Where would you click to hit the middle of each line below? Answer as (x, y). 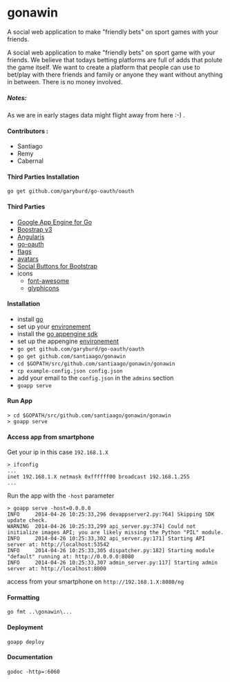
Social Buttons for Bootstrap (57, 266)
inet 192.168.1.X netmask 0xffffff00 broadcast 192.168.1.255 (98, 477)
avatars (28, 259)
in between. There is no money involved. (65, 81)
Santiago (30, 146)
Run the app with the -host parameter (61, 496)
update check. (28, 520)
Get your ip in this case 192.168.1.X (58, 452)
